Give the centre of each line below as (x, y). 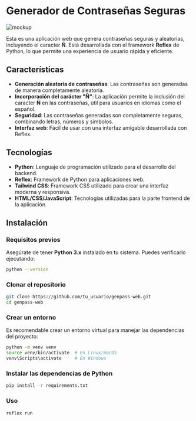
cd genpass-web (25, 302)
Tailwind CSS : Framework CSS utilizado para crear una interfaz (92, 185)
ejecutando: (21, 259)
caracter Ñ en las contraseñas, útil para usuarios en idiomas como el (98, 103)
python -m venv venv (31, 347)
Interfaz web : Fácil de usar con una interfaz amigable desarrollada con (101, 127)
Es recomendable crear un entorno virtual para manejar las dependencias (95, 330)
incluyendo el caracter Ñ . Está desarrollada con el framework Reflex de (93, 45)
